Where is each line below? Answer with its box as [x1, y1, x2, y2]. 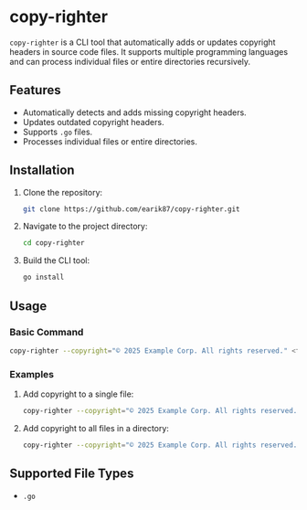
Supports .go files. [22, 126, 93, 137]
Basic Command [9, 325, 84, 338]
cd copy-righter [22, 239, 85, 248]
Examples [9, 367, 55, 380]
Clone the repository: [22, 186, 103, 197]
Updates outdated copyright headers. [22, 116, 164, 127]
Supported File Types [9, 466, 134, 482]
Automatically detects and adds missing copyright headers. [22, 107, 247, 118]
